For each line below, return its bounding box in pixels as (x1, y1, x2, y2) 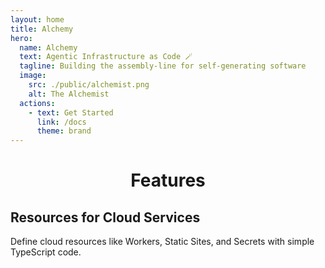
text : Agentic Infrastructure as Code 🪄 (19, 52, 193, 62)
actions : (19, 98, 56, 108)
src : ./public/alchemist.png (28, 80, 150, 90)
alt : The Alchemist (28, 89, 110, 99)
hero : (10, 33, 33, 43)
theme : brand (36, 126, 92, 136)
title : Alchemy (10, 24, 74, 34)
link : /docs (36, 117, 87, 127)
